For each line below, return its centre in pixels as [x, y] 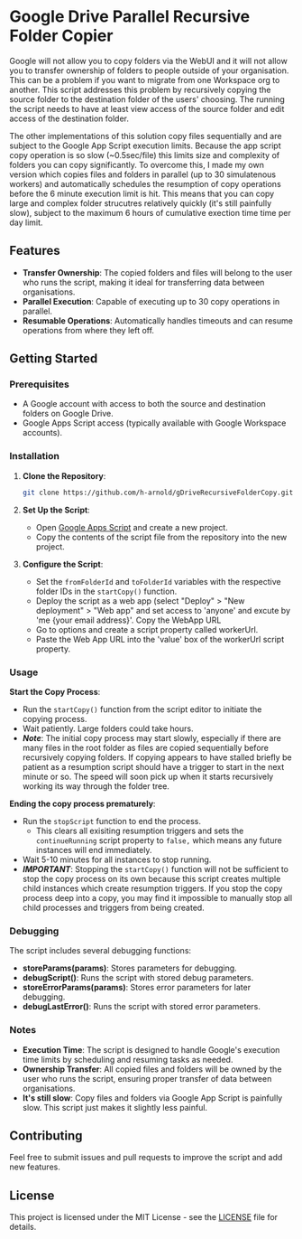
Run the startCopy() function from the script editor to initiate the [142, 709]
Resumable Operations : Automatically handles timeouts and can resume [157, 320]
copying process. [55, 718]
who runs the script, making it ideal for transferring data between [143, 282]
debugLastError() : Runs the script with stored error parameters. [142, 1007]
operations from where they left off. [88, 330]
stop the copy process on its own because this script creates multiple [151, 878]
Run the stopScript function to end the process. [111, 821]
